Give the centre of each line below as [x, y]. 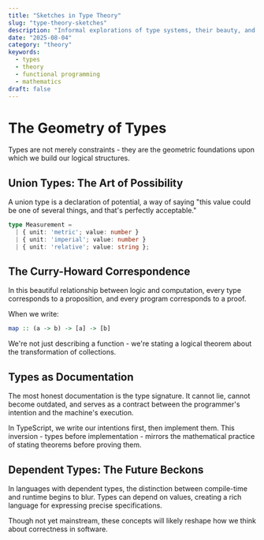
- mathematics [38, 81]
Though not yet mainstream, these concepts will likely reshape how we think [132, 520]
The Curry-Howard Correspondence [99, 272]
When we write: [33, 314]
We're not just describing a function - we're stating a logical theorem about [130, 343]
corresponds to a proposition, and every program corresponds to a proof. [127, 299]
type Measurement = [40, 225]
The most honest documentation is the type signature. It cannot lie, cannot [129, 396]
